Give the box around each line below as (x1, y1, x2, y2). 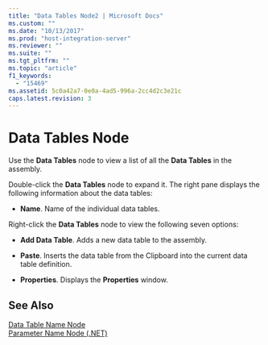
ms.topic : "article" (8, 64, 78, 73)
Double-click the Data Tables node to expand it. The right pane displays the (8, 180, 260, 189)
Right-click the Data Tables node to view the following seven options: (8, 219, 239, 230)
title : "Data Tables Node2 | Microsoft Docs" (8, 11, 163, 20)
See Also (8, 298, 54, 312)
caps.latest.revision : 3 (8, 94, 92, 102)
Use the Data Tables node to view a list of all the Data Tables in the (8, 156, 232, 165)
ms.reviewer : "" (8, 42, 63, 50)
